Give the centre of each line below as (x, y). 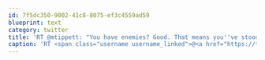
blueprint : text (35, 23)
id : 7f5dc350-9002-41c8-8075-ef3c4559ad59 (79, 15)
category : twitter (38, 30)
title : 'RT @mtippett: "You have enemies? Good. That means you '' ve (123, 37)
